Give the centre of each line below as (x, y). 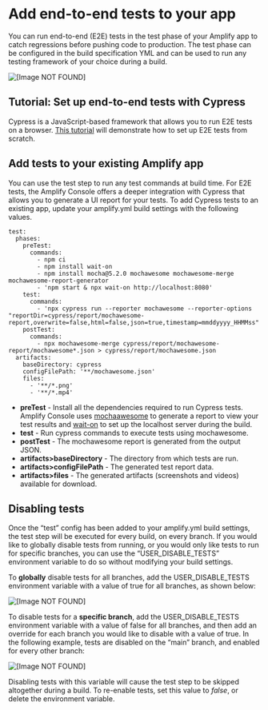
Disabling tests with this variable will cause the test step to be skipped (124, 682)
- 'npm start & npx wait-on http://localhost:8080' (125, 287)
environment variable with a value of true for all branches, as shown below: (132, 586)
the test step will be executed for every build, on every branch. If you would (133, 536)
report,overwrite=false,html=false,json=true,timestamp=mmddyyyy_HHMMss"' (136, 322)
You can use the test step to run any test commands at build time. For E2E (130, 183)
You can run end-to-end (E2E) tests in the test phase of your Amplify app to (133, 36)
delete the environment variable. (62, 699)
